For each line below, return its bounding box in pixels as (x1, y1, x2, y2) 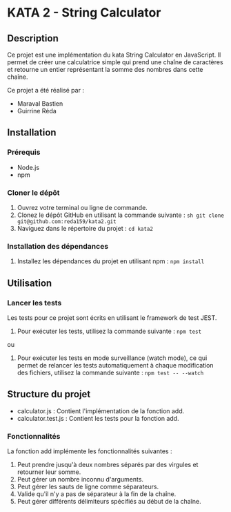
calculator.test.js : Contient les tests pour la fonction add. (17, 414, 179, 422)
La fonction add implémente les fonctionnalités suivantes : (7, 447, 172, 455)
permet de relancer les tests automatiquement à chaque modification (17, 361, 214, 369)
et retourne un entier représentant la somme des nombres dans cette (7, 66, 203, 73)
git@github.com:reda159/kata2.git (17, 218, 117, 225)
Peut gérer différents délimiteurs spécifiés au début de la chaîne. (17, 497, 201, 506)
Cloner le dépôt (7, 188, 60, 198)
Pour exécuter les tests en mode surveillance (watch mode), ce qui (17, 354, 208, 362)
